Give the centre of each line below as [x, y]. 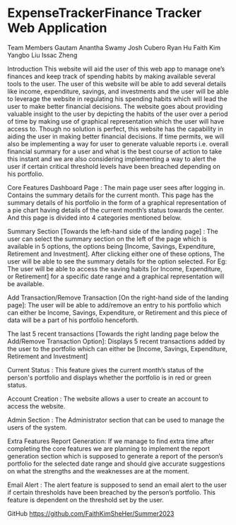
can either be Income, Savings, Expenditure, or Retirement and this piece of [117, 312]
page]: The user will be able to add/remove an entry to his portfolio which [114, 305]
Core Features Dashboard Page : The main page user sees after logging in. [116, 187]
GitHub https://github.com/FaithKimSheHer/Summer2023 [91, 513]
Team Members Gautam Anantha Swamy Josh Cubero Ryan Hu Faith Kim [114, 47]
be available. [26, 283]
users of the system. [37, 427]
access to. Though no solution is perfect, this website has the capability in [116, 129]
